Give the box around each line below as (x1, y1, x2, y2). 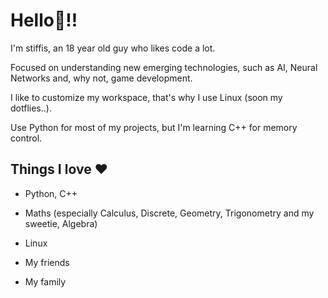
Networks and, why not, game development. (10, 72, 193, 84)
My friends (24, 256, 70, 268)
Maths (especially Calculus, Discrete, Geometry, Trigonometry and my (24, 207, 315, 219)
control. (10, 132, 43, 144)
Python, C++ (24, 187, 78, 199)
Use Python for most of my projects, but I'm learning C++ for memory (10, 121, 298, 133)
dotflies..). (10, 102, 52, 114)
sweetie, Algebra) (24, 217, 98, 229)
